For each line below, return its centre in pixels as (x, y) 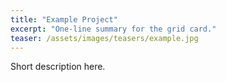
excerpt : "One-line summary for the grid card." (113, 29)
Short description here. (58, 67)
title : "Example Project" (64, 19)
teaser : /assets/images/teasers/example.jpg (104, 38)
